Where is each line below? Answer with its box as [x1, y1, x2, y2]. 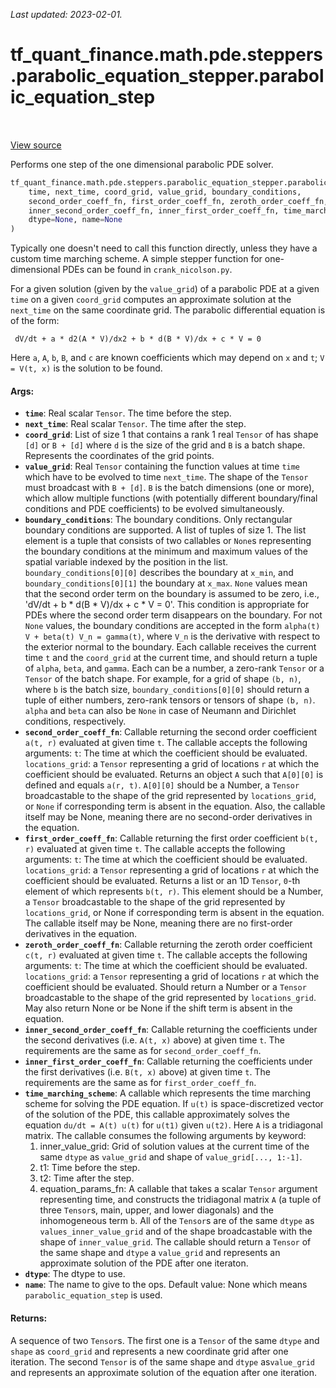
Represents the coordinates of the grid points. [24, 450, 215, 462]
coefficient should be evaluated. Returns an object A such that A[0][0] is [24, 769, 324, 781]
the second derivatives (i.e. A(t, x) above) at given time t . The [24, 1034, 285, 1046]
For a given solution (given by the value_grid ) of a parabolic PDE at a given [10, 283, 320, 295]
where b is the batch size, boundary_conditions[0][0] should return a [24, 684, 310, 696]
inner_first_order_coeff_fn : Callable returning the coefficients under [24, 1055, 313, 1068]
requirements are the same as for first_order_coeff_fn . [24, 1077, 257, 1089]
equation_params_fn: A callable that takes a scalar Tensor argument [39, 1183, 318, 1195]
